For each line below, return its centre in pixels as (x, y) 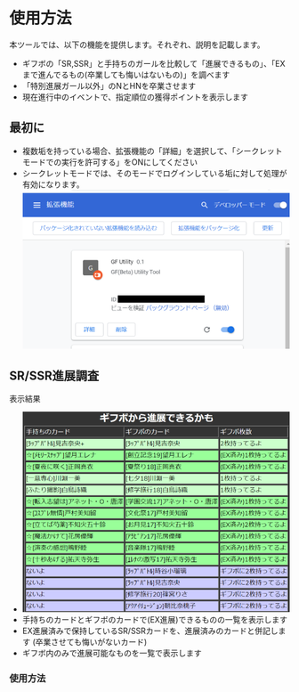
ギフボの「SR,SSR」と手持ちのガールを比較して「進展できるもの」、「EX (154, 63)
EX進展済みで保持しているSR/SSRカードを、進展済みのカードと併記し (150, 631)
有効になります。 (53, 184)
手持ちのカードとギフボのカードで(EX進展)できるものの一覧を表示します (154, 620)
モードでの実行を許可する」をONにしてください (110, 162)
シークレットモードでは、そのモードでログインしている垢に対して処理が (154, 173)
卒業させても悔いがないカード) (91, 642)
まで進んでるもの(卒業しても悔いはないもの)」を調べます (126, 74)
